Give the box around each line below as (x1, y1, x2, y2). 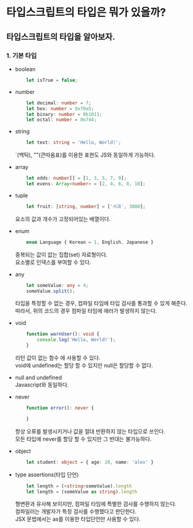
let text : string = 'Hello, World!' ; (26, 140, 122, 146)
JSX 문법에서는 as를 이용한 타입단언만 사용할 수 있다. (15, 515, 141, 523)
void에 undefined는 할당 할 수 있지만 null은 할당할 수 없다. (15, 362, 153, 369)
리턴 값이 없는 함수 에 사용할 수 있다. (15, 354, 101, 361)
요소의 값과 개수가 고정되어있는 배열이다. (15, 215, 111, 222)
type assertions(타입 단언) (15, 471, 79, 478)
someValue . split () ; (26, 288, 76, 294)
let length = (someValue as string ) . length (26, 489, 138, 495)
